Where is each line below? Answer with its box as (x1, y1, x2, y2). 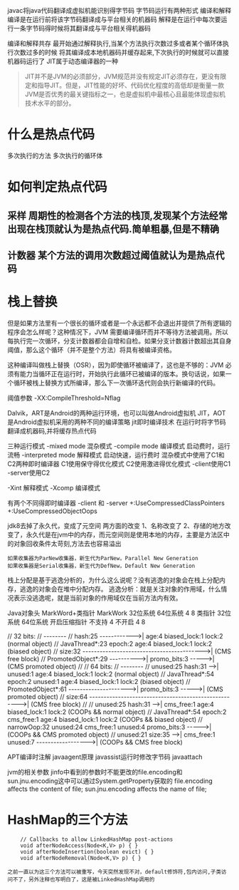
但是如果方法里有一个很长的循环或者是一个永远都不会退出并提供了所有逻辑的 (7, 319, 232, 327)
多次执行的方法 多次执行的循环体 (7, 151, 103, 160)
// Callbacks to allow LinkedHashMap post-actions (20, 836, 174, 843)
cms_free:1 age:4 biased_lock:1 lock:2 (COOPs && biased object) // (7, 715, 203, 723)
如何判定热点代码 (7, 179, 108, 195)
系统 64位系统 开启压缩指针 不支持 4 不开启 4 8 (7, 617, 146, 626)
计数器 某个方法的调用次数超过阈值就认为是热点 (7, 249, 216, 262)
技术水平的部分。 (24, 99, 75, 107)
